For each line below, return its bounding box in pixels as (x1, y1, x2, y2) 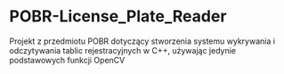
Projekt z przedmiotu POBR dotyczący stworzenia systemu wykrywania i (9, 36, 276, 46)
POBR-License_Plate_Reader (9, 6, 227, 27)
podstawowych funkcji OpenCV (9, 54, 126, 65)
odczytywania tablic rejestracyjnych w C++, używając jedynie (9, 45, 236, 55)
